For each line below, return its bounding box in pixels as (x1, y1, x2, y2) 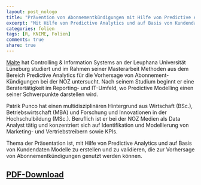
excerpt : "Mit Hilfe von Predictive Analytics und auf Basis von (6, 20, 172, 26)
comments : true (6, 37, 44, 43)
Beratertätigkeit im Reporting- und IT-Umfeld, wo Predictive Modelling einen (6, 84, 194, 91)
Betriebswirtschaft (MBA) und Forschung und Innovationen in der (6, 109, 167, 116)
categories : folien (6, 25, 55, 32)
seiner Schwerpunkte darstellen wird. (6, 91, 99, 98)
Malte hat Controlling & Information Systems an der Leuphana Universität (6, 58, 187, 66)
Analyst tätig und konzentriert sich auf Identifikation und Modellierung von (6, 121, 190, 129)
